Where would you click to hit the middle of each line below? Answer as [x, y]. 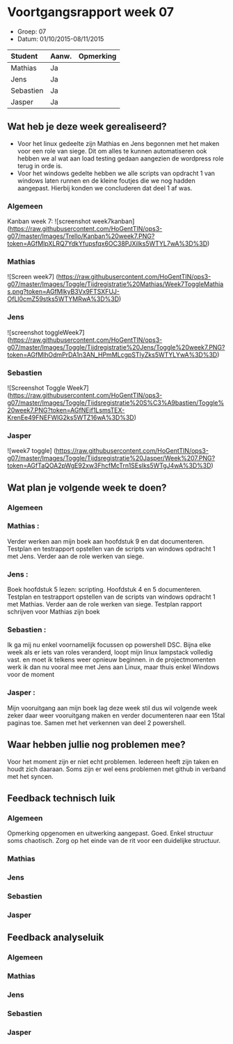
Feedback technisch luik [62, 798]
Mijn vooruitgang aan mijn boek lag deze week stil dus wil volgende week [112, 708]
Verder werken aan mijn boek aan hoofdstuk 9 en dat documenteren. [106, 541]
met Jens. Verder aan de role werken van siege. [76, 556]
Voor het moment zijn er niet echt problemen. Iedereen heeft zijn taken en [113, 761]
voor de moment [31, 675]
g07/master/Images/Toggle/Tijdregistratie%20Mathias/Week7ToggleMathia [115, 284]
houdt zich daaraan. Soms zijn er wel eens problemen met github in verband [116, 769]
